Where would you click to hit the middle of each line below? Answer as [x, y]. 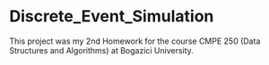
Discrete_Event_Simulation [112, 16]
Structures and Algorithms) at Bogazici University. [102, 50]
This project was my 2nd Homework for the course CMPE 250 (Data [135, 41]
